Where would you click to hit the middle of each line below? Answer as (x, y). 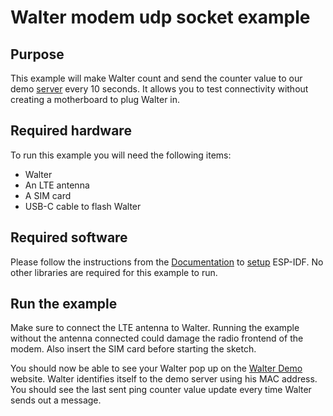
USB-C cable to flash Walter (83, 206)
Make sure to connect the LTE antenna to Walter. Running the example (155, 328)
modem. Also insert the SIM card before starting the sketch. (133, 349)
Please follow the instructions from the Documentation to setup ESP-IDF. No (167, 262)
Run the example (64, 304)
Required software (69, 237)
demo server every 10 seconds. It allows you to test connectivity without (159, 89)
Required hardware (71, 131)
